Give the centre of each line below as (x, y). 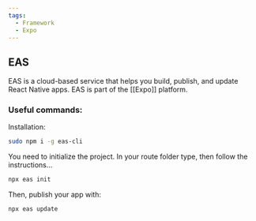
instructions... (30, 165)
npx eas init (30, 180)
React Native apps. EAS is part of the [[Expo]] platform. (98, 90)
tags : (17, 15)
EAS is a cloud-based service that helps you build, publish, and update (123, 81)
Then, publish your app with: (55, 195)
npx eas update (33, 209)
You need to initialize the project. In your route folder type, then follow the (128, 157)
